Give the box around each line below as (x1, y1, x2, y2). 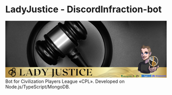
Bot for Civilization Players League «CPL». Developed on (5, 78, 125, 84)
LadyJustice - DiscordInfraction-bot (5, 4, 162, 15)
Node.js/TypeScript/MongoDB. (5, 83, 70, 90)
